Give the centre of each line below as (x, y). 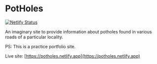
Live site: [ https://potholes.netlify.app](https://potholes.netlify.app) (73, 56)
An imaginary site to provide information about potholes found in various (78, 32)
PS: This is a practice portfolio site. (40, 46)
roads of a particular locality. (34, 37)
